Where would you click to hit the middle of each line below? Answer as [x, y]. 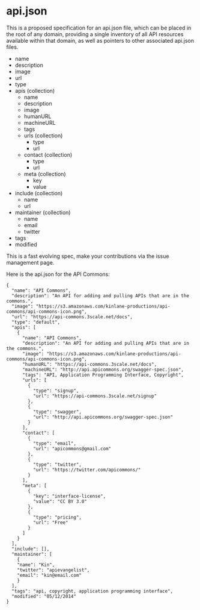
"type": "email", [55, 443]
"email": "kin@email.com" [50, 575]
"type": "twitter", [57, 464]
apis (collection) [35, 90]
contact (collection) [48, 154]
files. [12, 47]
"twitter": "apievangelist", [53, 570]
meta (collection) [45, 174]
